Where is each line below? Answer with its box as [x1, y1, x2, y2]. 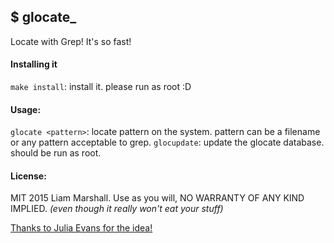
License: [10, 170, 47, 182]
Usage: [10, 103, 42, 115]
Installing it [10, 58, 58, 70]
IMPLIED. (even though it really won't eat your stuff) [10, 203, 224, 215]
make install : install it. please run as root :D [10, 81, 192, 93]
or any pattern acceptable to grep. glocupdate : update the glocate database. [10, 136, 325, 149]
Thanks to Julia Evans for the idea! [10, 222, 153, 234]
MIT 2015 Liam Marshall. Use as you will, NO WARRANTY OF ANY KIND [10, 192, 305, 204]
